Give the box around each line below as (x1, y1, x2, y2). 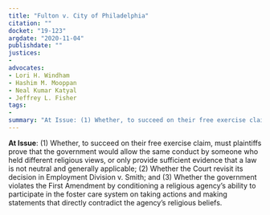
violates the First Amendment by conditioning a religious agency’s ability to (8, 181, 256, 190)
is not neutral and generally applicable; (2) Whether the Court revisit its (8, 164, 243, 173)
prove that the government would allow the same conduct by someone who (8, 146, 259, 156)
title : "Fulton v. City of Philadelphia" (8, 11, 149, 20)
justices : (8, 49, 42, 57)
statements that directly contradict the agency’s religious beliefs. (8, 197, 223, 207)
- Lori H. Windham (8, 71, 70, 79)
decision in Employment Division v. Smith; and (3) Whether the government (8, 172, 257, 181)
